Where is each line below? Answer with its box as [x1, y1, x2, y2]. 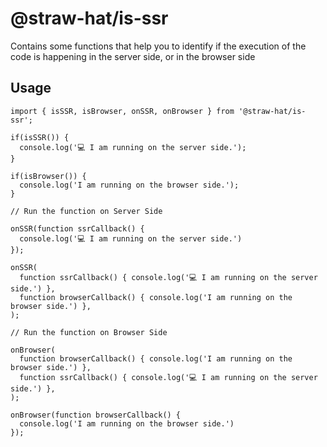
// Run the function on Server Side [10, 206, 163, 216]
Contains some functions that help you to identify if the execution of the [10, 40, 307, 52]
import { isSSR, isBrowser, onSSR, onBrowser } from [10, 106, 235, 116]
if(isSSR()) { [10, 132, 70, 142]
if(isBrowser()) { [10, 171, 87, 181]
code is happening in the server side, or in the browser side [10, 50, 256, 62]
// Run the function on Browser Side [10, 327, 168, 337]
